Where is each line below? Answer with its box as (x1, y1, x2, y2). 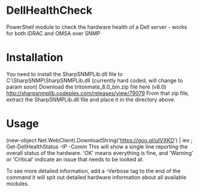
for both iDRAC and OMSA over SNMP (6, 29, 101, 36)
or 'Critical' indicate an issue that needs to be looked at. (6, 156, 144, 163)
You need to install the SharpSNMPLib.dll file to (6, 70, 123, 78)
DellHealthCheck (6, 4, 93, 17)
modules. (6, 180, 29, 187)
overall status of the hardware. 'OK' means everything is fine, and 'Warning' (6, 149, 194, 156)
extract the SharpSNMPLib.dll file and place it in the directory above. (6, 96, 176, 103)
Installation (6, 51, 64, 65)
